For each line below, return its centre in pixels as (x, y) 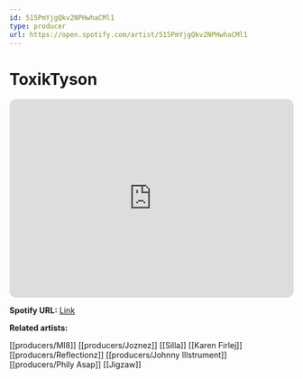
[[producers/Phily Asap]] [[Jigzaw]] (75, 365)
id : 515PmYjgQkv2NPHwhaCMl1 (62, 18)
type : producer (38, 26)
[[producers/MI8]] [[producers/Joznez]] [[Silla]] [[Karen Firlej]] (126, 346)
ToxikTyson (53, 79)
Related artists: (39, 328)
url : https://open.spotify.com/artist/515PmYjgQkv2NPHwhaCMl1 (129, 34)
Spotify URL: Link (42, 310)
